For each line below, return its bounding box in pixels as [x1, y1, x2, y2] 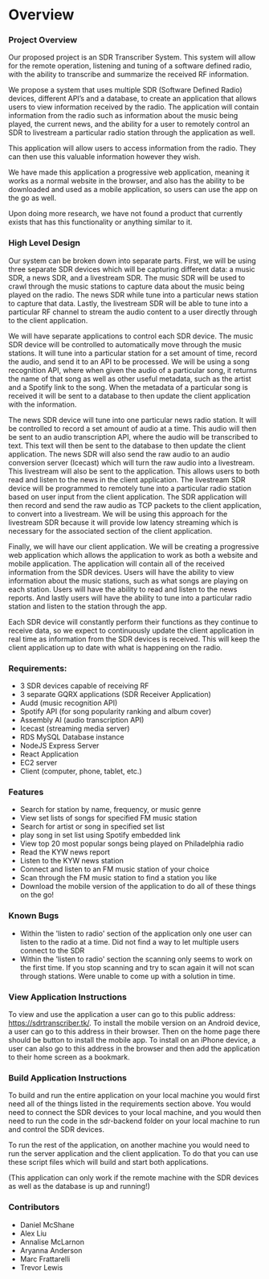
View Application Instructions [8, 991, 127, 1002]
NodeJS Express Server [19, 741, 100, 751]
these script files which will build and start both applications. [8, 1158, 209, 1167]
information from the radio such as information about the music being [8, 111, 238, 121]
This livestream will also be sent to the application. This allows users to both [8, 466, 260, 476]
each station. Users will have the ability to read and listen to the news [8, 584, 238, 594]
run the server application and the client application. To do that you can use [8, 1149, 259, 1158]
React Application [19, 749, 79, 759]
